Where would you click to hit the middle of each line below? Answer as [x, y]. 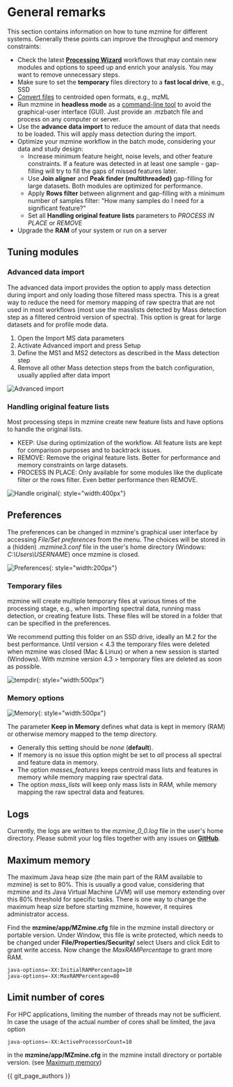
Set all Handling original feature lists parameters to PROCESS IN [121, 215]
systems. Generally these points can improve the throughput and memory [113, 38]
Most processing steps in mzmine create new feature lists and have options [115, 421]
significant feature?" [57, 208]
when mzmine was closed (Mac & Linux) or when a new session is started [113, 652]
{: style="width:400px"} [92, 493]
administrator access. [38, 914]
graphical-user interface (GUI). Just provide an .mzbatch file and [110, 112]
